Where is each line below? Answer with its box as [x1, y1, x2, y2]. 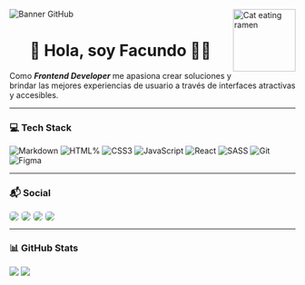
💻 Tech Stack [9, 121, 73, 133]
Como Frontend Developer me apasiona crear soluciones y [9, 70, 231, 81]
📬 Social [9, 187, 52, 200]
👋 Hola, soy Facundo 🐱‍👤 [29, 41, 212, 61]
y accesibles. [9, 89, 59, 100]
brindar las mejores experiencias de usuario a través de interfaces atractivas [9, 80, 296, 91]
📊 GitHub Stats [9, 241, 79, 254]
